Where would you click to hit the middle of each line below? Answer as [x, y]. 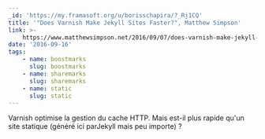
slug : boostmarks [58, 67]
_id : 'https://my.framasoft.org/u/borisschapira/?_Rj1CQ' [105, 15]
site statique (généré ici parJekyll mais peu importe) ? [95, 126]
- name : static [47, 88]
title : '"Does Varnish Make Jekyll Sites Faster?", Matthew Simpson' [125, 23]
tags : [17, 52]
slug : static [50, 96]
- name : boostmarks [54, 60]
